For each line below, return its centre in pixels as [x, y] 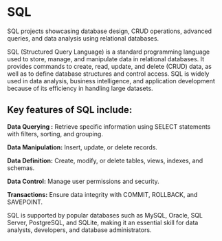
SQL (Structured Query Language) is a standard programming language [109, 52]
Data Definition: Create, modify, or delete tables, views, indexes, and [105, 160]
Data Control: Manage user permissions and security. [83, 181]
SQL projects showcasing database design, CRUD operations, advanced [109, 31]
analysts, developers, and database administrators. [79, 230]
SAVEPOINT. [25, 202]
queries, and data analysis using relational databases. [83, 38]
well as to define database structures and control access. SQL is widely [108, 74]
